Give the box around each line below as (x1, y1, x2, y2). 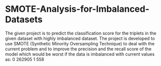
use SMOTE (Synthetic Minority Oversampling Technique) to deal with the (5, 40, 155, 46)
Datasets (5, 14, 43, 25)
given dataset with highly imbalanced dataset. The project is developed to (5, 35, 155, 41)
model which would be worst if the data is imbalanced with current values (5, 51, 155, 57)
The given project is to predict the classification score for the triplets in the (5, 30, 157, 36)
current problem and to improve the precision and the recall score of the (5, 46, 152, 52)
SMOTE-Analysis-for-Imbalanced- (5, 3, 150, 15)
